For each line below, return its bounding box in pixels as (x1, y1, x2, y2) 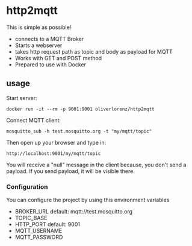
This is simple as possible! (6, 24, 72, 31)
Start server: (6, 94, 37, 101)
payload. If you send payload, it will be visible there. (6, 167, 135, 175)
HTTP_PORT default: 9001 (14, 221, 80, 228)
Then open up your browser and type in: (6, 139, 107, 146)
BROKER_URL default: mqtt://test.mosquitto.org (14, 208, 133, 215)
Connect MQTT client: (6, 116, 61, 124)
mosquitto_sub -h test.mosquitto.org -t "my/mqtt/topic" (6, 128, 152, 134)
